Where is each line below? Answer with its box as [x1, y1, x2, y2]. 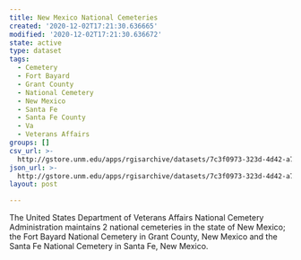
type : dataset [9, 47, 63, 56]
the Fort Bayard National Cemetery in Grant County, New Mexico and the [9, 231, 278, 242]
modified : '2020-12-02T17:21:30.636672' [9, 30, 163, 39]
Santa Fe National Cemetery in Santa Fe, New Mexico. [9, 241, 209, 252]
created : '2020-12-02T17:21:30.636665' [9, 22, 159, 30]
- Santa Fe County [17, 113, 87, 122]
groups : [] [9, 138, 50, 147]
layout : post [9, 180, 58, 189]
